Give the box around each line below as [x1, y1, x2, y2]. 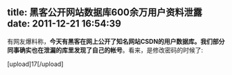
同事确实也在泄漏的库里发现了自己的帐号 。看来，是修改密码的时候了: [7, 46, 204, 54]
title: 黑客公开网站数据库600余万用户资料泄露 [7, 6, 203, 19]
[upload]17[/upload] [7, 60, 64, 68]
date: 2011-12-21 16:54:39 [7, 18, 121, 30]
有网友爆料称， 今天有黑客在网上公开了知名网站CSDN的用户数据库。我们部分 [7, 37, 225, 45]
